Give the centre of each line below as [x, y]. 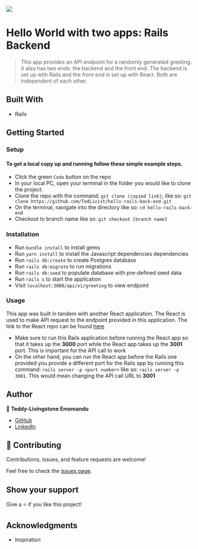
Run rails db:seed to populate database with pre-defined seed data [98, 272]
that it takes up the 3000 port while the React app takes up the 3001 [98, 344]
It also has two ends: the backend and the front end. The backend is [104, 68]
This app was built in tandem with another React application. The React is [96, 313]
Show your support [42, 490]
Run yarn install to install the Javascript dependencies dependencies [101, 253]
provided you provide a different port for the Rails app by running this [99, 363]
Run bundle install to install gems [57, 247]
